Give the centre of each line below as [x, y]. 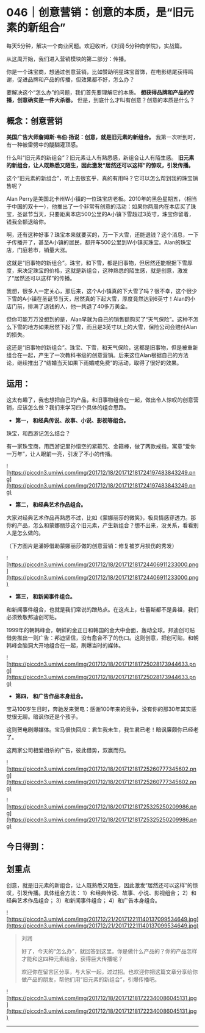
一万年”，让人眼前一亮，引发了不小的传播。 [61, 454]
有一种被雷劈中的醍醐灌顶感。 [44, 145]
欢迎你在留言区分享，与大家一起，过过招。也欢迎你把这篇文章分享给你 [110, 971]
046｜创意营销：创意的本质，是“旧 [95, 13]
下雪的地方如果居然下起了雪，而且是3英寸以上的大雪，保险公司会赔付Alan [104, 326]
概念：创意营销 [34, 121]
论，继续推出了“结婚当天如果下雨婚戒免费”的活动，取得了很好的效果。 [94, 362]
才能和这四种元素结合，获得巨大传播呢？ [72, 959]
